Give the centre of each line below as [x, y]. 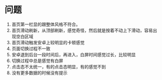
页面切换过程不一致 [31, 48]
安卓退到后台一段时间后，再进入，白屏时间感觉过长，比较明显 [74, 54]
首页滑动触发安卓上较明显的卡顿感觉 [48, 42]
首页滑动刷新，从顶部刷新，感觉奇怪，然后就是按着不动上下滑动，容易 [82, 30]
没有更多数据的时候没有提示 [40, 73]
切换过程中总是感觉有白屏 [37, 61]
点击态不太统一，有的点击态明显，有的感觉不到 [59, 66]
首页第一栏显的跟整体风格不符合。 [46, 24]
